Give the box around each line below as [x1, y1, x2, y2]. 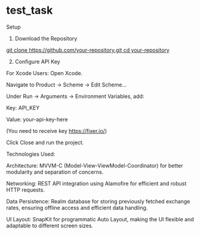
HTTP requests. [6, 186, 45, 193]
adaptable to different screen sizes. [6, 222, 94, 229]
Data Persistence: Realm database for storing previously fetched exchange [6, 197, 190, 205]
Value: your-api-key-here [6, 116, 68, 123]
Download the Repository [14, 35, 78, 42]
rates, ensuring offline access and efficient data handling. [6, 204, 148, 211]
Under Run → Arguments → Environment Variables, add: [6, 92, 144, 100]
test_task [6, 4, 53, 17]
